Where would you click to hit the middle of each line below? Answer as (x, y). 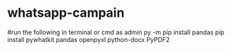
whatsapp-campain (66, 13)
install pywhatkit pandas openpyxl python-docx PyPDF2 (89, 39)
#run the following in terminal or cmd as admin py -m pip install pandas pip (116, 32)
